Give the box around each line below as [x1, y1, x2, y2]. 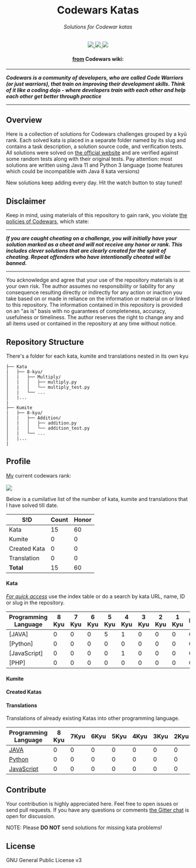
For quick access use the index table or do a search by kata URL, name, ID [6, 593, 185, 600]
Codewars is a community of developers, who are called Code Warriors [6, 74, 184, 81]
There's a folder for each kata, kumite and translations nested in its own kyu [6, 352, 188, 360]
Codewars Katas [57, 4, 139, 17]
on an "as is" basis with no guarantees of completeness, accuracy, [6, 308, 167, 315]
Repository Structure [6, 337, 85, 347]
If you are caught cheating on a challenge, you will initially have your [6, 235, 177, 242]
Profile [6, 457, 31, 466]
